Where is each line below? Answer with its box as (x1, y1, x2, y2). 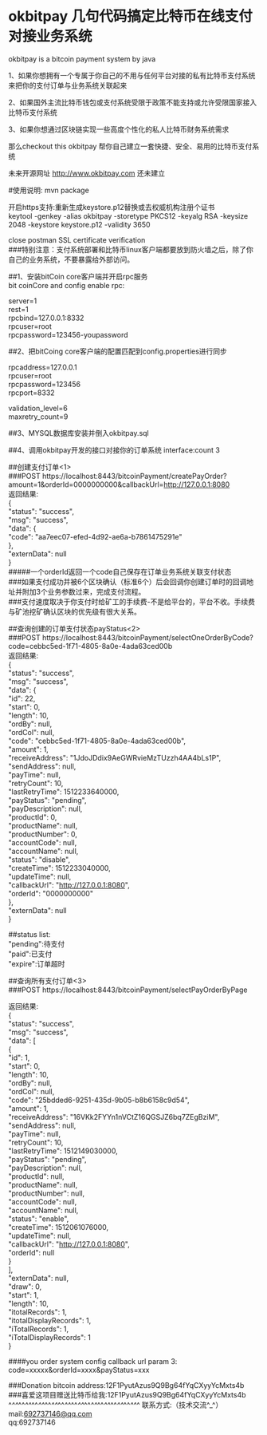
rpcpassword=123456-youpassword (8, 330, 129, 339)
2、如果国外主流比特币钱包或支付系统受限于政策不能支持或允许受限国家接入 (8, 97, 257, 107)
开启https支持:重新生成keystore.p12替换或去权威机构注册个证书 (8, 202, 215, 211)
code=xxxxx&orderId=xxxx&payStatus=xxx (8, 1365, 150, 1374)
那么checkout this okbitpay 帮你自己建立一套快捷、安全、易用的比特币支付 (8, 141, 253, 151)
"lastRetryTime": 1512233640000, (8, 787, 120, 797)
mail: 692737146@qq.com (8, 1409, 92, 1418)
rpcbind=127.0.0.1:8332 (8, 313, 84, 322)
